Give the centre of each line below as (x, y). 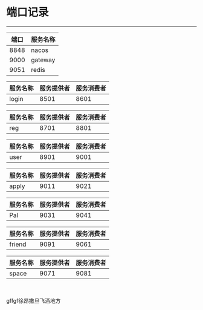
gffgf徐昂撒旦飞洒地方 (34, 300)
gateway (43, 60)
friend (18, 244)
